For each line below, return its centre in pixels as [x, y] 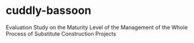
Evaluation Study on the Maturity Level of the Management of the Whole [97, 27]
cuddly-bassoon [49, 11]
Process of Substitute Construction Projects [61, 33]
